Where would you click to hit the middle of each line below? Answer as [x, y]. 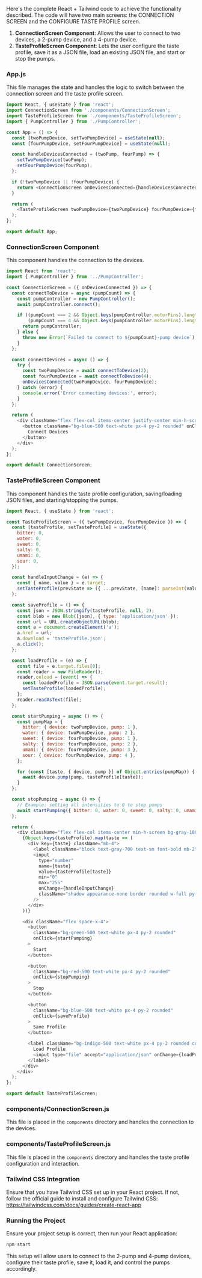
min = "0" [48, 877]
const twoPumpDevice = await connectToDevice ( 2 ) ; [85, 371]
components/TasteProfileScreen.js [59, 1144]
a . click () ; [31, 644]
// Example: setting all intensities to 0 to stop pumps [90, 805]
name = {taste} [54, 866]
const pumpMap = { [40, 722]
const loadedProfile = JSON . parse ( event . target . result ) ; [95, 683]
